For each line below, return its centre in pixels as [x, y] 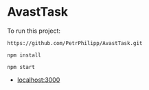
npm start [21, 67]
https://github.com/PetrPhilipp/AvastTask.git [75, 43]
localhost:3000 [38, 80]
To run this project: [34, 31]
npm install [24, 55]
